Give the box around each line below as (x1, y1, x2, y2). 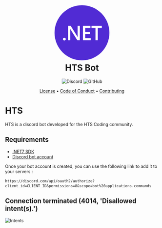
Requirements (5, 135, 49, 144)
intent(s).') (5, 204, 38, 213)
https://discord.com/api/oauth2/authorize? (5, 178, 95, 183)
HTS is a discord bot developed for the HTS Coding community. (5, 121, 133, 127)
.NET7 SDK (12, 149, 35, 154)
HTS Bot (65, 62, 99, 74)
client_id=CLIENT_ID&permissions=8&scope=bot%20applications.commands (5, 183, 152, 188)
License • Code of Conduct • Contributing (40, 88, 124, 94)
